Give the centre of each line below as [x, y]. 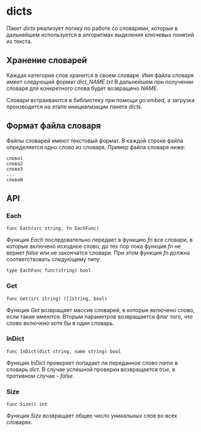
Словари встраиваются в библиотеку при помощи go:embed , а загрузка [100, 100]
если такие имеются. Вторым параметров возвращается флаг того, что [100, 316]
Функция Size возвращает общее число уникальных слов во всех [92, 416]
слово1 [15, 158]
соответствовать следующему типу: [54, 259]
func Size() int [27, 404]
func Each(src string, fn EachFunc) [53, 229]
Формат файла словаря [54, 126]
